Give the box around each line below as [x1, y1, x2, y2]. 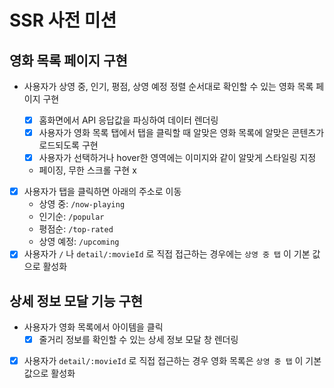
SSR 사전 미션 [9, 9, 117, 32]
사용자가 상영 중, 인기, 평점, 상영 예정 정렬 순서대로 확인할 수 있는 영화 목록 [23, 81, 314, 92]
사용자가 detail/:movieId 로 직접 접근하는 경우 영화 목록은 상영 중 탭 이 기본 [23, 355, 322, 367]
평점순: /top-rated [38, 223, 114, 235]
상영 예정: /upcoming [38, 236, 120, 248]
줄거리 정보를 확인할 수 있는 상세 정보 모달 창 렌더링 [38, 334, 239, 346]
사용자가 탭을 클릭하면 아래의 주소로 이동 [23, 186, 182, 198]
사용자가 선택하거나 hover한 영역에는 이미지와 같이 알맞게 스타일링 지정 [38, 152, 317, 164]
